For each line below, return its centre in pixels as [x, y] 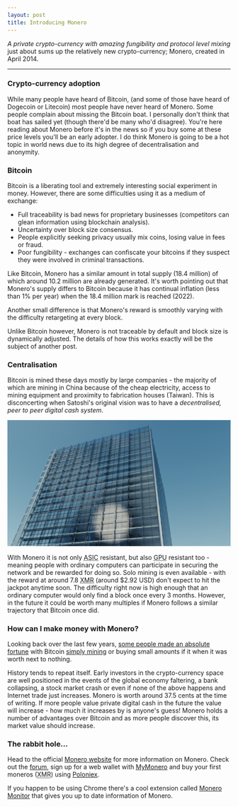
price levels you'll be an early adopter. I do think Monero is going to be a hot [118, 137]
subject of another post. [42, 346]
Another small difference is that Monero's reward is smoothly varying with [115, 310]
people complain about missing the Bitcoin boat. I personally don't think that [118, 114]
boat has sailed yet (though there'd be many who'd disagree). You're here [115, 121]
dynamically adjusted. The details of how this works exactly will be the [110, 339]
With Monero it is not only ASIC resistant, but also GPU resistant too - [109, 557]
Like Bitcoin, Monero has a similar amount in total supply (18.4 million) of [113, 274]
